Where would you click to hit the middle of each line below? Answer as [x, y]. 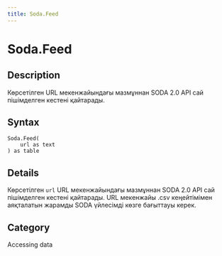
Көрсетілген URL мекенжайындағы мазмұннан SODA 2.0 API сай [106, 92]
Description [34, 75]
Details [23, 172]
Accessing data [30, 245]
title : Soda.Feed [33, 14]
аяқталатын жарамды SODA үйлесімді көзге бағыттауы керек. [102, 205]
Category [29, 227]
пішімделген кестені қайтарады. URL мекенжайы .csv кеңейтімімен [110, 198]
